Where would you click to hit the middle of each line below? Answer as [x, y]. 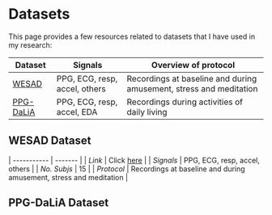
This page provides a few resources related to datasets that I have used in [132, 36]
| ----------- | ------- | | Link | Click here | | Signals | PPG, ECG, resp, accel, [134, 160]
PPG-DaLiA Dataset [59, 203]
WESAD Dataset [50, 141]
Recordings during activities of [185, 102]
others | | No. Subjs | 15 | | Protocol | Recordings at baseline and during [127, 169]
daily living [147, 112]
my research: [30, 44]
